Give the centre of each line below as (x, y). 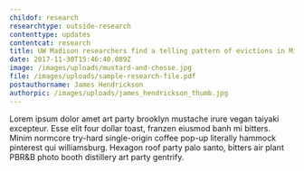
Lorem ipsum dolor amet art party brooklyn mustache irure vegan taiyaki (144, 119)
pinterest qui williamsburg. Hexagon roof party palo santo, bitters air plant (147, 147)
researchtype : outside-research (70, 26)
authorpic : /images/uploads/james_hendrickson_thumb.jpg (119, 93)
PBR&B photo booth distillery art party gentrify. (97, 157)
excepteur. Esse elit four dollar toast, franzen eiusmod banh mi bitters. (140, 128)
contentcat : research (50, 43)
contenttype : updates (50, 34)
